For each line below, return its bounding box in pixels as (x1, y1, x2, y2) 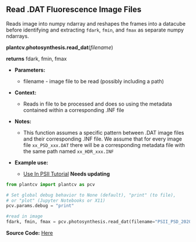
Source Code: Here (6, 230, 54, 237)
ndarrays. (6, 32, 29, 40)
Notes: (14, 118, 32, 125)
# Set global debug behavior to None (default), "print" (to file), (6, 192, 176, 198)
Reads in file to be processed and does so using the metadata (23, 100, 172, 107)
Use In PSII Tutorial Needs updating (23, 170, 110, 177)
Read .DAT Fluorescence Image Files (6, 5, 142, 15)
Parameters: (14, 66, 45, 73)
